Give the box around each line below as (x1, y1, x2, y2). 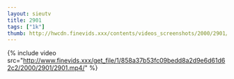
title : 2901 (7, 17, 42, 24)
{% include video (7, 49, 57, 57)
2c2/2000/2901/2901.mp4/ (7, 64, 85, 72)
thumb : (7, 29, 26, 37)
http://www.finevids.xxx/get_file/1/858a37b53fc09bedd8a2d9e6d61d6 (23, 57, 226, 65)
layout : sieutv (7, 10, 52, 17)
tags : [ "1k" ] (7, 23, 45, 30)
